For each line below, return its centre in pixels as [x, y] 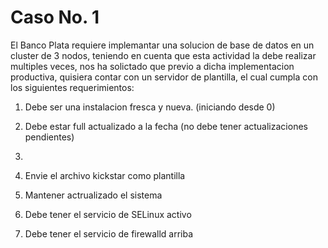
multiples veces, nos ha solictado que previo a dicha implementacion [152, 66]
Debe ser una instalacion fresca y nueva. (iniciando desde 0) [150, 107]
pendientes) [49, 137]
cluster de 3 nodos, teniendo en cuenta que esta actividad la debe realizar [163, 55]
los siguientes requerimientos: [72, 87]
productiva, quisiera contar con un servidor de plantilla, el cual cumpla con [164, 77]
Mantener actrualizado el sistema [93, 195]
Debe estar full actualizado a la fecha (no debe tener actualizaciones [166, 126]
